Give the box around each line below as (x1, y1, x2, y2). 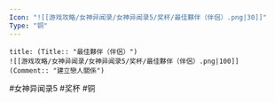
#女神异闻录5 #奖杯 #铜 (9, 82, 96, 93)
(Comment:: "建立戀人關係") (9, 66, 105, 75)
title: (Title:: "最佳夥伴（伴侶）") (9, 47, 138, 56)
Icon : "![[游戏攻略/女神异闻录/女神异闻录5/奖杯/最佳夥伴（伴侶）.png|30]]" (9, 12, 268, 22)
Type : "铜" (9, 21, 49, 30)
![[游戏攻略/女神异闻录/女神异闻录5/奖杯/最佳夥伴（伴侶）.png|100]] (9, 57, 240, 66)
